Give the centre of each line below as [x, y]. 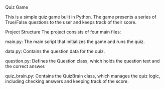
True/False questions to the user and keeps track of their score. [71, 22]
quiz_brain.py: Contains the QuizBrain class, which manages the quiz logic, [83, 76]
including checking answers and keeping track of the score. [67, 81]
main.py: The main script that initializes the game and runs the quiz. [75, 41]
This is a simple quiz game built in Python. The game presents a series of [81, 17]
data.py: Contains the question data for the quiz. [55, 51]
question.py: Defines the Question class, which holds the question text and [82, 61]
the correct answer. [25, 66]
